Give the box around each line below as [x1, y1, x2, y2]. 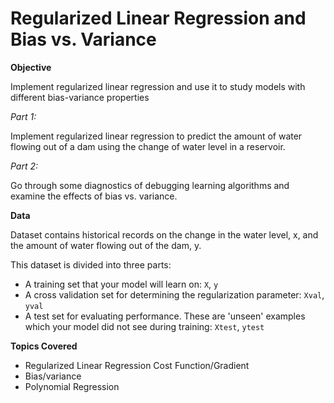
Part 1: [10, 110, 37, 122]
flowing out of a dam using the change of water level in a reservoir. [10, 140, 286, 152]
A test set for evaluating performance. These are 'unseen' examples [24, 310, 306, 322]
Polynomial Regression [24, 380, 120, 392]
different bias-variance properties [10, 91, 150, 103]
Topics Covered [10, 340, 78, 352]
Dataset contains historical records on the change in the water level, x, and [10, 228, 319, 241]
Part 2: [10, 160, 39, 172]
